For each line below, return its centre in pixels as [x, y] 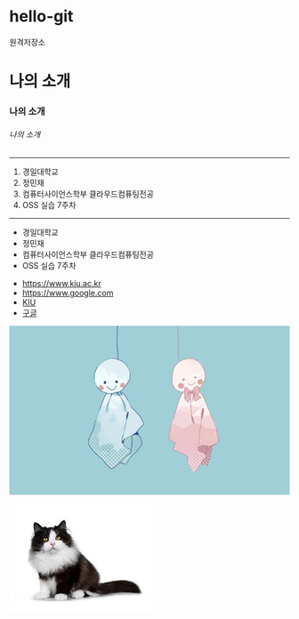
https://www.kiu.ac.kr [61, 284]
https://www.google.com [68, 293]
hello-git [41, 16]
